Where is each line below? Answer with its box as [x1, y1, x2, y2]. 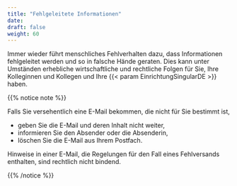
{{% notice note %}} [7, 94, 67, 102]
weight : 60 [7, 30, 40, 38]
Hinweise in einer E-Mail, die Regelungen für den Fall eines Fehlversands [7, 150, 220, 158]
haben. [7, 80, 28, 89]
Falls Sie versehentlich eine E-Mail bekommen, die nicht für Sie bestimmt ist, [7, 107, 230, 116]
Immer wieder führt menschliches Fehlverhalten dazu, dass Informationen [7, 50, 223, 58]
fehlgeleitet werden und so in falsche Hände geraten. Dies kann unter [7, 58, 210, 66]
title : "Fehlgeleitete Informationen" [7, 10, 122, 18]
